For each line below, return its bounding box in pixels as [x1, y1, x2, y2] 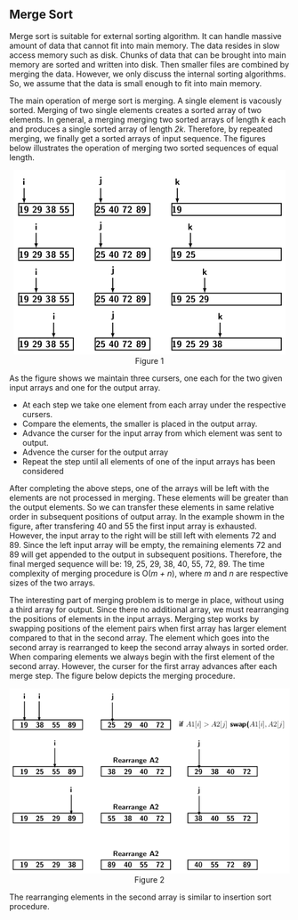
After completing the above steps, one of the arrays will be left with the [9, 482, 270, 493]
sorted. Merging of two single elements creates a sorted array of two [9, 104, 262, 115]
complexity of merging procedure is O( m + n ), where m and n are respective [9, 568, 289, 578]
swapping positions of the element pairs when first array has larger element [9, 623, 287, 634]
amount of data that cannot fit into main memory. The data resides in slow [9, 40, 280, 51]
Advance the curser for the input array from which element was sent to [21, 427, 283, 439]
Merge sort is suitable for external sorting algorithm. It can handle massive [9, 30, 282, 41]
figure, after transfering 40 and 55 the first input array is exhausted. [9, 521, 257, 531]
